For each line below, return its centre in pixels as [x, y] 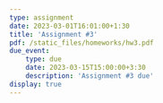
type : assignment [42, 17]
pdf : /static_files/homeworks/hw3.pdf [81, 43]
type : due [44, 59]
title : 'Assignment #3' [54, 34]
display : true [36, 84]
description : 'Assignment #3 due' [90, 76]
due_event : [30, 51]
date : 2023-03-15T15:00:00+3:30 [86, 68]
